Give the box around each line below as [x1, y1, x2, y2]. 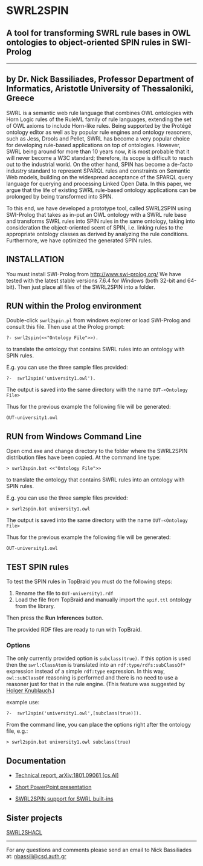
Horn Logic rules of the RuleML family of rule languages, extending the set [6, 116, 192, 123]
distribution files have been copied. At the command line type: [6, 454, 161, 461]
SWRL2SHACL [6, 828, 42, 836]
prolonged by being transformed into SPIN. [6, 193, 114, 200]
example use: [6, 699, 40, 706]
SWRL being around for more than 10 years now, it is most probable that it [6, 148, 190, 155]
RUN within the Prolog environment [6, 301, 142, 311]
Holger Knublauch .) [6, 687, 55, 694]
